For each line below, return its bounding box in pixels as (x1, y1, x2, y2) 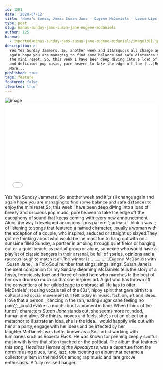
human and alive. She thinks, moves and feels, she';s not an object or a (5, 313, 147, 319)
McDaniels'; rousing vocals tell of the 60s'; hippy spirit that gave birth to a (5, 287, 153, 293)
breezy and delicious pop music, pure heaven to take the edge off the (5, 209, 145, 215)
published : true (5, 71, 38, 75)
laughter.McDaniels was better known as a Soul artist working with (5, 328, 138, 334)
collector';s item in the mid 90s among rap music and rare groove (5, 354, 136, 360)
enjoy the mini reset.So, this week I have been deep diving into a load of (5, 204, 149, 210)
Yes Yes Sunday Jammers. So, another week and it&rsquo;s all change (9, 48, 153, 53)
